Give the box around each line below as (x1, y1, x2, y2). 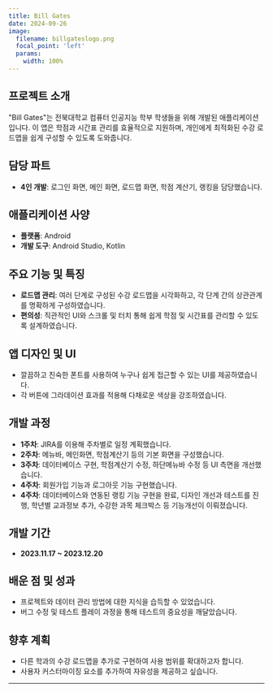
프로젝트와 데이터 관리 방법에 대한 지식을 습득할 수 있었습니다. (19, 597, 216, 607)
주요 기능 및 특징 (8, 267, 85, 281)
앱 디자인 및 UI (8, 347, 76, 361)
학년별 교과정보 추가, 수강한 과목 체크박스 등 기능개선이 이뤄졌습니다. (31, 500, 248, 510)
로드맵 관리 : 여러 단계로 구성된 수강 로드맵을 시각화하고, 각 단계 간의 (19, 290, 235, 301)
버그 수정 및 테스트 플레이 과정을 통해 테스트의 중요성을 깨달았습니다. (19, 607, 237, 617)
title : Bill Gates (8, 11, 71, 20)
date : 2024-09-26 (8, 19, 67, 28)
